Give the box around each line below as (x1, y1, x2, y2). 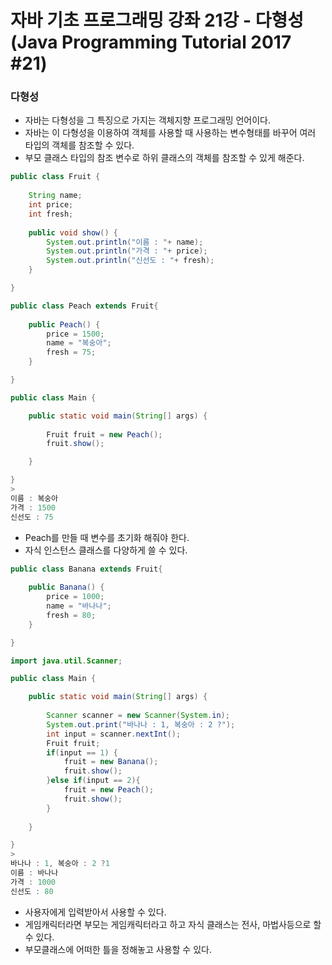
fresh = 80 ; (46, 610, 97, 620)
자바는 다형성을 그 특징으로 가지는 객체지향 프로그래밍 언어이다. (24, 114, 272, 126)
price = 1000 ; (46, 592, 105, 602)
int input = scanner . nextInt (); (46, 729, 182, 739)
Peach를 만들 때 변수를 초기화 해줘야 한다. (24, 531, 190, 543)
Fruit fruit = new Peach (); (46, 429, 163, 440)
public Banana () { (28, 582, 105, 593)
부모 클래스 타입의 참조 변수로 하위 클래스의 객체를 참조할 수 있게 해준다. (24, 152, 305, 164)
